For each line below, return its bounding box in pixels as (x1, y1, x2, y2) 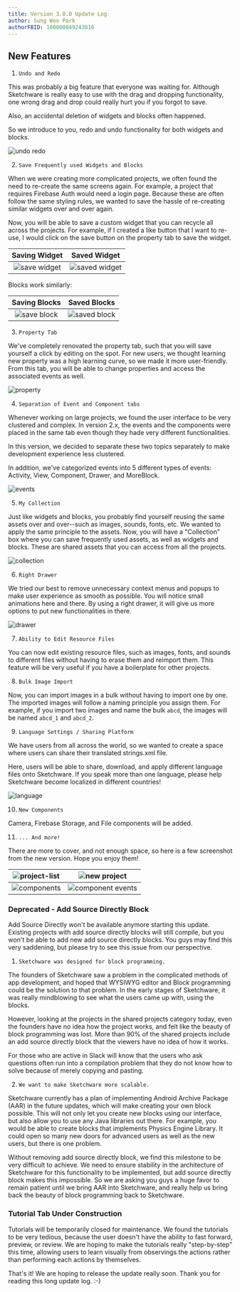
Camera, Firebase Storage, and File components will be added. (8, 819, 193, 828)
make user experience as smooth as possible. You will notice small (8, 592, 204, 600)
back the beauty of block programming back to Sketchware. (8, 1191, 184, 1199)
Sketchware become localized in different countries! (8, 777, 161, 787)
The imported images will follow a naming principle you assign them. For (8, 698, 221, 707)
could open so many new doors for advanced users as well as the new (8, 1132, 216, 1140)
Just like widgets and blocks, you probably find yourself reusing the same (8, 513, 225, 521)
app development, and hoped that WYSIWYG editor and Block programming (8, 978, 231, 987)
